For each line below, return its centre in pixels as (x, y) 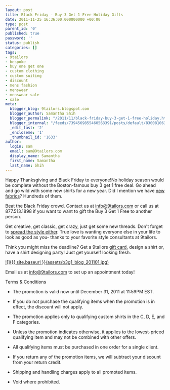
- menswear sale (22, 95)
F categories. (26, 322)
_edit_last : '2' (27, 128)
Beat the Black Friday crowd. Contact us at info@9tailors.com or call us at (82, 206)
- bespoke (16, 62)
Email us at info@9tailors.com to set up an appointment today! (70, 272)
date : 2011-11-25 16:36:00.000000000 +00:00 (53, 19)
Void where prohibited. (36, 382)
